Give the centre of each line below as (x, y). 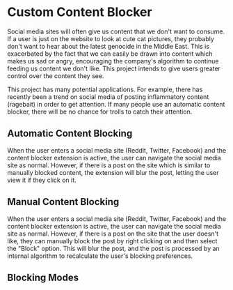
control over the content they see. (56, 76)
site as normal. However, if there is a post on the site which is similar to (109, 165)
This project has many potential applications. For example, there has (105, 89)
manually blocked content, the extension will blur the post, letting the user (113, 172)
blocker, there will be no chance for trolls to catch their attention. (100, 112)
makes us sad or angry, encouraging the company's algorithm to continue (113, 61)
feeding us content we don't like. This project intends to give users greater (114, 68)
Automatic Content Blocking (70, 133)
